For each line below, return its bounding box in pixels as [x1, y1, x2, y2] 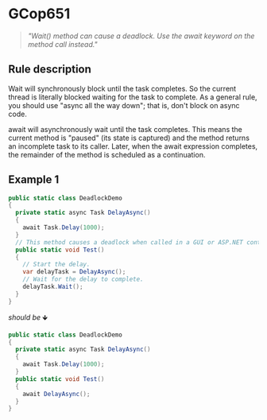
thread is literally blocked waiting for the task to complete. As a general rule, [8, 92, 257, 102]
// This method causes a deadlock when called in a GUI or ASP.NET [15, 238, 244, 247]
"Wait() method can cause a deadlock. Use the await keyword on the [27, 31, 255, 41]
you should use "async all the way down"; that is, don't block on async [8, 100, 240, 110]
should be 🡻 [8, 312, 48, 322]
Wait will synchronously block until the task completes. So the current [8, 84, 237, 93]
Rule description [8, 63, 91, 76]
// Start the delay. [22, 260, 91, 269]
